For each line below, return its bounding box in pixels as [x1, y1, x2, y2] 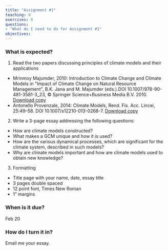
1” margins [12, 191, 35, 197]
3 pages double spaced [12, 180, 63, 186]
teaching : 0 [5, 12, 31, 17]
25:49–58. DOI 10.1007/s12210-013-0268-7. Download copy [12, 108, 138, 114]
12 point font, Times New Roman [12, 185, 81, 192]
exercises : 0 [5, 17, 33, 22]
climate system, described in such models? [12, 144, 104, 150]
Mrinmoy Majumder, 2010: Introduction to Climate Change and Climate [12, 75, 161, 81]
